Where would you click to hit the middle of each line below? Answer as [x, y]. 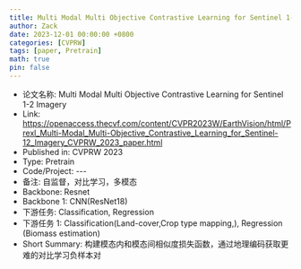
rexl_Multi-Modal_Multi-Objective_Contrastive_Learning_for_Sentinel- [150, 133]
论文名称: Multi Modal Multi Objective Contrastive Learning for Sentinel [153, 94]
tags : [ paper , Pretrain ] [56, 51]
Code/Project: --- [54, 170]
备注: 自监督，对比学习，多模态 [79, 181]
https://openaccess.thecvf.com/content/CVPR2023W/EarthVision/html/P [156, 123]
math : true [30, 59]
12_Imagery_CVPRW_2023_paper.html [92, 142]
